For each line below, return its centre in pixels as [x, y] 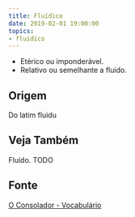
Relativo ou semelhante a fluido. [73, 70]
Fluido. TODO [31, 160]
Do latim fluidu [32, 115]
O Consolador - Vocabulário [55, 205]
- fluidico [27, 38]
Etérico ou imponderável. [62, 62]
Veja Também [44, 140]
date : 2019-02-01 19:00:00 [54, 23]
